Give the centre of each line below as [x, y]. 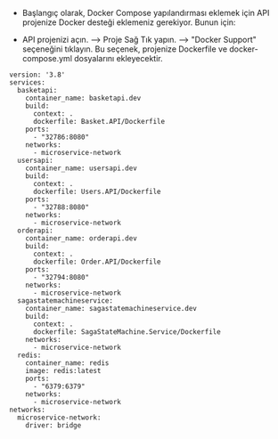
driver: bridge [53, 426]
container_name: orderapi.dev [82, 239]
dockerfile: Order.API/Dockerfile [97, 262]
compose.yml [47, 58]
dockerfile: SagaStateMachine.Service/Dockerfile [127, 332]
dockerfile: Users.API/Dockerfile [97, 191]
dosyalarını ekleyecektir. [119, 58]
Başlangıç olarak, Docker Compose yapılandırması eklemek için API [146, 13]
